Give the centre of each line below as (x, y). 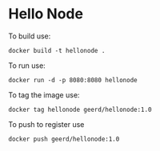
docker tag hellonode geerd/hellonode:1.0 (80, 109)
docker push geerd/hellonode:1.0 (64, 139)
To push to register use (46, 124)
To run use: (27, 66)
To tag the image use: (44, 95)
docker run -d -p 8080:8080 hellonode (73, 80)
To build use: (30, 36)
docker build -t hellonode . (57, 50)
